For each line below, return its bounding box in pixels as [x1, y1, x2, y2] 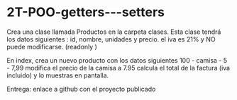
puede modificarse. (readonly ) [6, 42, 97, 51]
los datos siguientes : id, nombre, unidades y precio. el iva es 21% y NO [6, 35, 216, 43]
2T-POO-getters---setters [6, 4, 165, 20]
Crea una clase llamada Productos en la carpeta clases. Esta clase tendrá [6, 27, 221, 36]
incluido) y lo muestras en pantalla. [6, 71, 109, 80]
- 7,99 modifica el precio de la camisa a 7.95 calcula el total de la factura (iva [6, 63, 231, 72]
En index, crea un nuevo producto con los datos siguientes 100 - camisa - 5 [6, 56, 228, 64]
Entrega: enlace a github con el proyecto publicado [6, 85, 156, 93]
